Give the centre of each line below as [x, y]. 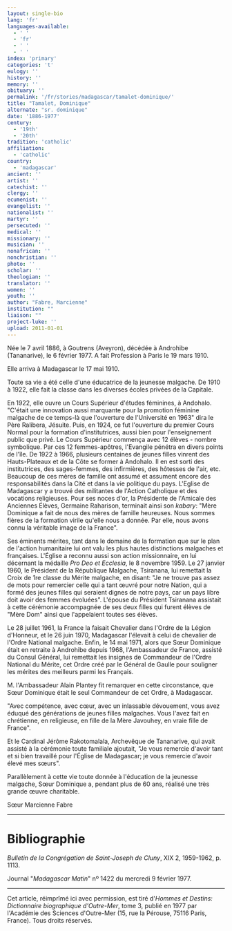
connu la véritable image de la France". [63, 527]
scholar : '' [24, 270]
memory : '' [23, 84]
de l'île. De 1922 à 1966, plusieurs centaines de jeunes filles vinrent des [108, 454]
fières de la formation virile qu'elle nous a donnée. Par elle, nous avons [108, 520]
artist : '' [23, 180]
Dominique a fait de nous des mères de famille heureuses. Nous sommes [111, 512]
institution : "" [30, 309]
